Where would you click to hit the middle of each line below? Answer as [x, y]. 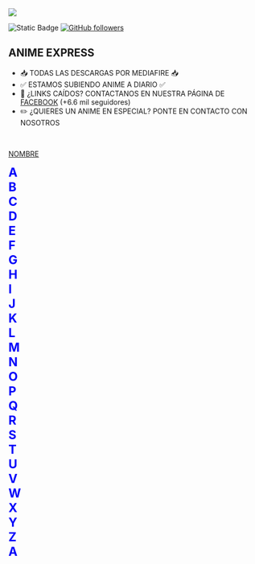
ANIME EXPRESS [51, 53]
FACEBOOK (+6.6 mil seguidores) [75, 102]
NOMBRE [24, 154]
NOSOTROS [40, 122]
